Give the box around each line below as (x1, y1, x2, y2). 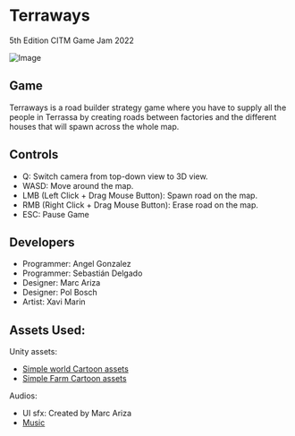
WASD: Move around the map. (21, 180, 134, 191)
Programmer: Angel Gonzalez (21, 259, 131, 269)
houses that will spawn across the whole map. (9, 121, 180, 132)
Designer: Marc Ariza (21, 278, 101, 288)
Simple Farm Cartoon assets (21, 373, 127, 384)
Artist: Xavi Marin (21, 296, 87, 307)
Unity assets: (9, 346, 58, 357)
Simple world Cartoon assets (21, 363, 130, 374)
